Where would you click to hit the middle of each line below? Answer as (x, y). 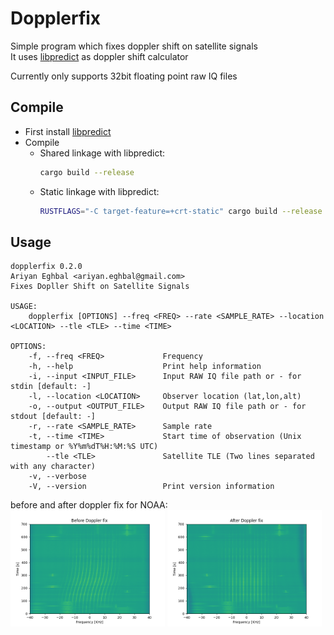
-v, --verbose (57, 477)
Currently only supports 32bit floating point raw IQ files (124, 76)
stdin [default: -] (51, 387)
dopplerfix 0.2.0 (46, 267)
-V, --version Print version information (151, 487)
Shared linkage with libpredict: (102, 153)
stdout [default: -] (53, 417)
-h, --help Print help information (145, 367)
